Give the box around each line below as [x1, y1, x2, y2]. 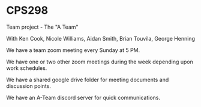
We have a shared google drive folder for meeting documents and [6, 76, 169, 83]
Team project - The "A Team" [6, 23, 79, 30]
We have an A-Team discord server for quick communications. [6, 94, 161, 101]
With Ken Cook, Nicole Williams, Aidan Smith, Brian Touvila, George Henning [6, 35, 195, 42]
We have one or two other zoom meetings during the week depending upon [6, 58, 193, 65]
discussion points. [6, 82, 51, 90]
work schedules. [6, 64, 47, 72]
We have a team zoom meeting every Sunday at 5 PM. [6, 46, 140, 54]
